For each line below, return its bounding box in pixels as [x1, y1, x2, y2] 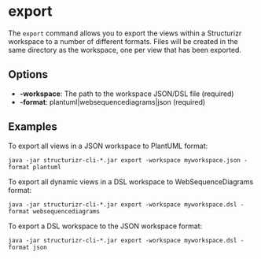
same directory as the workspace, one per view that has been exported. [8, 45, 242, 54]
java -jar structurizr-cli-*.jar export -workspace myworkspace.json [8, 156, 241, 164]
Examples [8, 120, 57, 134]
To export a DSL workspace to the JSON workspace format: [8, 221, 203, 231]
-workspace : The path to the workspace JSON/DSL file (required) [19, 89, 234, 98]
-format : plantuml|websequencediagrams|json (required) [19, 97, 206, 106]
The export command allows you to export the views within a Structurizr [8, 28, 242, 38]
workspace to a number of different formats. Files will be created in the [8, 36, 238, 46]
